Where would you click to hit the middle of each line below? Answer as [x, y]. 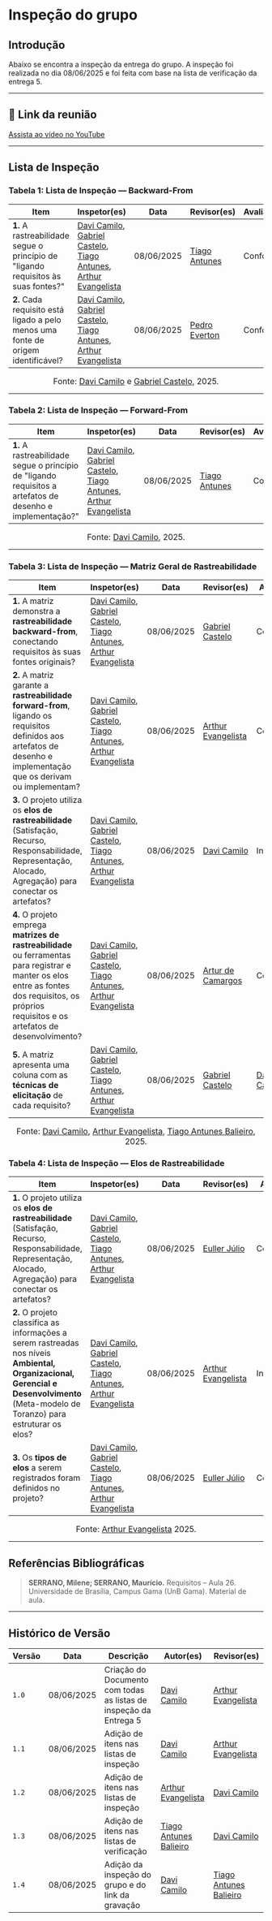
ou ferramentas [42, 956]
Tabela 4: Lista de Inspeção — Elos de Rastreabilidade [117, 1163]
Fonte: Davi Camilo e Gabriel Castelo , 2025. [136, 381]
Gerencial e [35, 1384]
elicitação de [38, 1095]
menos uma [35, 330]
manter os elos [40, 976]
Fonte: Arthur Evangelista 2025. [136, 1530]
